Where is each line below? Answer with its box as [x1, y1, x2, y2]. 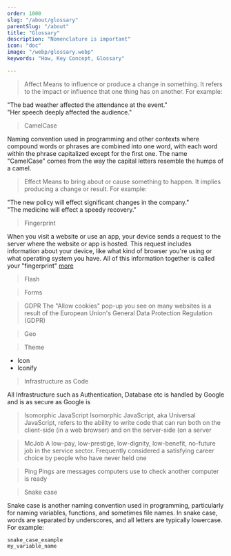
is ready [23, 474, 48, 483]
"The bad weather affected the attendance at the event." [7, 101, 168, 109]
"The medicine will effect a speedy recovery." [7, 205, 137, 214]
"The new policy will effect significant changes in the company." [7, 198, 190, 206]
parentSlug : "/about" [7, 23, 70, 30]
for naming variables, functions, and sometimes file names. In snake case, [7, 508, 218, 517]
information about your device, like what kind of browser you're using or [7, 246, 212, 255]
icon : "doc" [7, 42, 41, 49]
